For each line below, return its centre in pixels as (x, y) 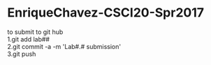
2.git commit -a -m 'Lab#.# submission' (64, 46)
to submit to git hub (35, 32)
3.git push (22, 54)
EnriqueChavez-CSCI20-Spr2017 (106, 13)
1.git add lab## (29, 39)
